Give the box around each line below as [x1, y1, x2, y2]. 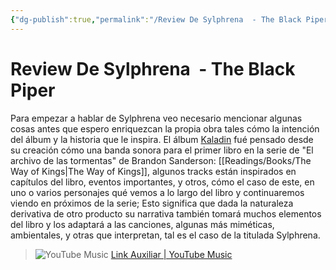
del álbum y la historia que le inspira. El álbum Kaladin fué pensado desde [10, 133, 314, 145]
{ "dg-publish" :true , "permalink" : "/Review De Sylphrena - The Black [10, 14, 302, 25]
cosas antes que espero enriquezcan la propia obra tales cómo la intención [10, 122, 320, 135]
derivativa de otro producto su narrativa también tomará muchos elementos [10, 207, 322, 220]
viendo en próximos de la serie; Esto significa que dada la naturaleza [10, 197, 294, 209]
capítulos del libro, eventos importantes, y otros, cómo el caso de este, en [10, 176, 315, 188]
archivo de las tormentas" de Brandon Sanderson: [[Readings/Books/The [10, 154, 312, 166]
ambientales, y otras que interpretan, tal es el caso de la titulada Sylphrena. [10, 229, 321, 241]
